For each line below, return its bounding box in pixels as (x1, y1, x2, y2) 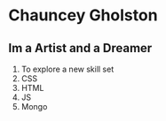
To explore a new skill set (20, 64, 115, 74)
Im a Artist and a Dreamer (8, 41, 153, 56)
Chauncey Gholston (8, 5, 158, 26)
